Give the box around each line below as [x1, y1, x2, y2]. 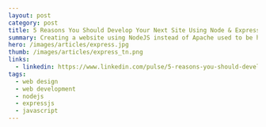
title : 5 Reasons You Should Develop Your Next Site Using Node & [8, 26, 232, 34]
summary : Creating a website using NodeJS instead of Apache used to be [8, 33, 253, 42]
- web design [15, 77, 59, 85]
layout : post [8, 11, 51, 20]
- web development [15, 84, 77, 93]
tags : [8, 70, 26, 78]
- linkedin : [15, 63, 55, 71]
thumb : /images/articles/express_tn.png [8, 48, 144, 56]
